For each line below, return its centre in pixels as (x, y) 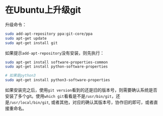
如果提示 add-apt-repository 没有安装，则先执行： (55, 53)
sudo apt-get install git (31, 43)
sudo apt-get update (26, 38)
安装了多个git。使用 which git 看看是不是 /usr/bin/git (58, 96)
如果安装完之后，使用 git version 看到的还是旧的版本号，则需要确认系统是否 (81, 90)
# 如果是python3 (20, 76)
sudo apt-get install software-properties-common (57, 62)
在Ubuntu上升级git (43, 10)
